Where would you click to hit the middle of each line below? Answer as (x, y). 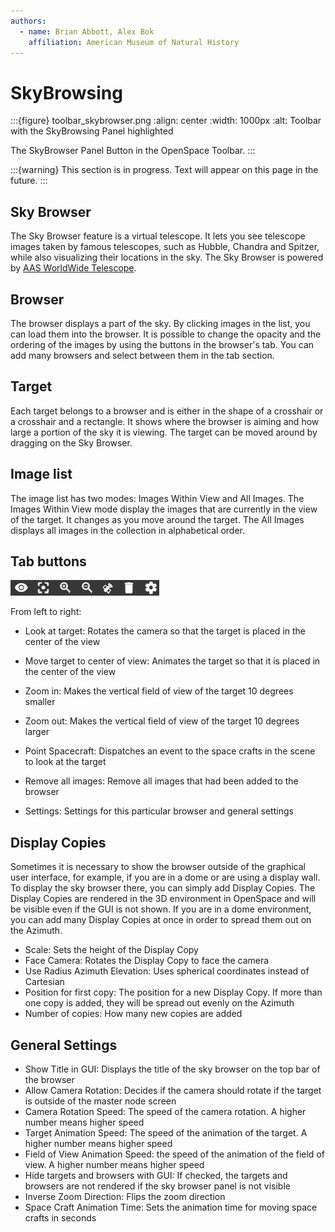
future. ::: (29, 181)
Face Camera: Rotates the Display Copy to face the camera (147, 961)
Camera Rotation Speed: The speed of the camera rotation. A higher (165, 1111)
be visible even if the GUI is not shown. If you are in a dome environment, (161, 909)
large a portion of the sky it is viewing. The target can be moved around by (164, 432)
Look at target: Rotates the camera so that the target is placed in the (165, 631)
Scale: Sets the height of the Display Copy (111, 950)
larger (37, 732)
